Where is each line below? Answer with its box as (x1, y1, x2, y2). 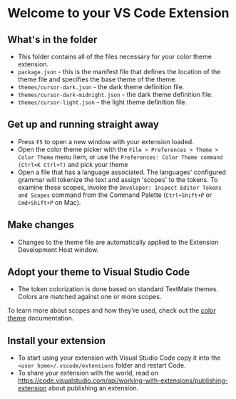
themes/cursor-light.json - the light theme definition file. (17, 98, 188, 106)
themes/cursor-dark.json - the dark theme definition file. (17, 83, 185, 91)
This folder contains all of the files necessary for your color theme (17, 52, 212, 61)
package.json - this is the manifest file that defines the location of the (17, 68, 221, 76)
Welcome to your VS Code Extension (7, 5, 230, 21)
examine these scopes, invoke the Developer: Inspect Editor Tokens (17, 183, 222, 191)
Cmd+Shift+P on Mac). (17, 198, 81, 206)
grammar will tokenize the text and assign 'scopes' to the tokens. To (17, 175, 218, 183)
